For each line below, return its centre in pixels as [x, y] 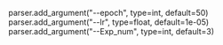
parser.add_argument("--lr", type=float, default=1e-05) [109, 22]
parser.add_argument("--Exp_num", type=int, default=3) [111, 31]
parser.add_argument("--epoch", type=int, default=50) [108, 13]
